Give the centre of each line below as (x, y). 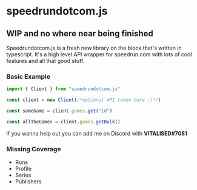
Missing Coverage (34, 149)
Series (23, 175)
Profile (23, 169)
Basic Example (28, 76)
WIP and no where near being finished (80, 34)
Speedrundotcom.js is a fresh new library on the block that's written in (94, 48)
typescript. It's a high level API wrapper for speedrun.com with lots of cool (99, 54)
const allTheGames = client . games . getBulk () (63, 122)
